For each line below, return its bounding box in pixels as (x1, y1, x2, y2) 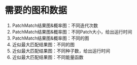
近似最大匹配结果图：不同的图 (12, 41, 75, 47)
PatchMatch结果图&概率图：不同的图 (12, 35, 89, 41)
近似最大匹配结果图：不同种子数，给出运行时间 (12, 48, 110, 54)
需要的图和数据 (5, 5, 67, 16)
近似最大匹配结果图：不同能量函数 (12, 54, 84, 60)
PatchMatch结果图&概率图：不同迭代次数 (12, 22, 98, 28)
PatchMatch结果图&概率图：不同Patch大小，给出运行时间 (12, 28, 132, 35)
